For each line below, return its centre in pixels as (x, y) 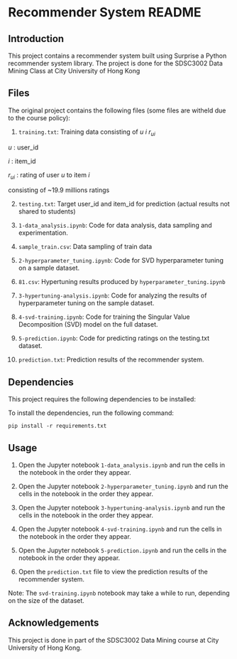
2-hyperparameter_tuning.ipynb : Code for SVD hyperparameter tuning (121, 260)
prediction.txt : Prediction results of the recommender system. (111, 359)
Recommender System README (105, 12)
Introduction (36, 39)
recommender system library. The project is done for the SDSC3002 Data (115, 63)
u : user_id (23, 147)
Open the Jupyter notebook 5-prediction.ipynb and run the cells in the (122, 550)
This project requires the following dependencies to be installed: (102, 399)
